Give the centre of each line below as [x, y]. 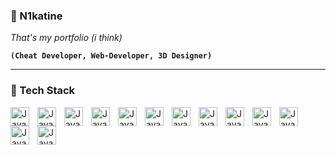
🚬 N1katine [36, 16]
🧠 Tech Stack [43, 91]
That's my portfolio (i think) [66, 38]
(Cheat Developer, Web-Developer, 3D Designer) [111, 56]
